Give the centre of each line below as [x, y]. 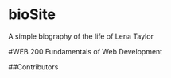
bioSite [32, 15]
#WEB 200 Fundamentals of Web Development [85, 51]
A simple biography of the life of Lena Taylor [81, 36]
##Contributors [33, 67]
